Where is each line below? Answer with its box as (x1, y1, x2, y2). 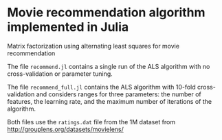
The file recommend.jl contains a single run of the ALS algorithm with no (7, 62, 210, 70)
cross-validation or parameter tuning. (7, 70, 113, 78)
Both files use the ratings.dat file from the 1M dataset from (7, 117, 176, 126)
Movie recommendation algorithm (7, 5, 206, 20)
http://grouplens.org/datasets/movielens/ (7, 125, 124, 133)
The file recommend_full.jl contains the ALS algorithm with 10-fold (7, 83, 196, 91)
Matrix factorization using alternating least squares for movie (7, 42, 180, 50)
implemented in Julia (7, 19, 129, 35)
